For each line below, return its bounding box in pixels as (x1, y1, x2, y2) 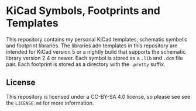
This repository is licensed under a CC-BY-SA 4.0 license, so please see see (6, 93, 191, 100)
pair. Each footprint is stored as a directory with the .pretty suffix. (6, 60, 166, 68)
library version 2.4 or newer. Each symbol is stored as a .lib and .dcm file (6, 54, 183, 61)
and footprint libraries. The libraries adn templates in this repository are (6, 42, 178, 49)
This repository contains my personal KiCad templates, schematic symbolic (6, 36, 188, 43)
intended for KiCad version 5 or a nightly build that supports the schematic (6, 48, 186, 55)
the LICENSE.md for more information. (6, 99, 94, 106)
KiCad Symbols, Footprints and (6, 4, 161, 18)
